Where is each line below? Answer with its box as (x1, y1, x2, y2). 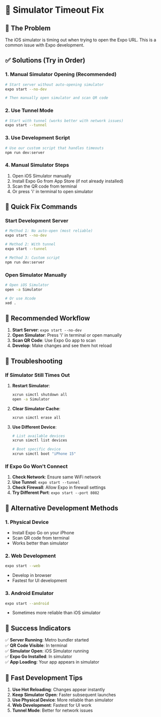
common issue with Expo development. (5, 42, 85, 48)
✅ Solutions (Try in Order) (5, 56, 86, 65)
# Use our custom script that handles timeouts (5, 146, 104, 150)
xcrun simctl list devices (12, 438, 68, 443)
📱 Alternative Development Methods (5, 504, 118, 512)
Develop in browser (12, 572, 52, 578)
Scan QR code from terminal (12, 535, 69, 541)
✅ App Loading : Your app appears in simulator (5, 659, 99, 665)
